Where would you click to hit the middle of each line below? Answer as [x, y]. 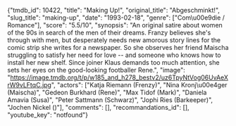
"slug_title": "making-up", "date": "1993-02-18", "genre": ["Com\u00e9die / [116, 18]
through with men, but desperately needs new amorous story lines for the [114, 40]
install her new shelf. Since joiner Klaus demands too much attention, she [113, 62]
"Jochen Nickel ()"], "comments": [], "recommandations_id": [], [98, 107]
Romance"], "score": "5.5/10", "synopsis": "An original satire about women [115, 25]
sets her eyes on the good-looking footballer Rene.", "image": [96, 70]
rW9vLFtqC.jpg [29, 85]
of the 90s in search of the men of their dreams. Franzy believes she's [109, 32]
